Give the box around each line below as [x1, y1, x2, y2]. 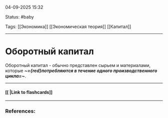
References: [5, 107, 36, 114]
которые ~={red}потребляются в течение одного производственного [5, 67, 157, 73]
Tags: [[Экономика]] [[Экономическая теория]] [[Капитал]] [5, 23, 131, 29]
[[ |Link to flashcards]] [5, 89, 52, 95]
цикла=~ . [5, 72, 26, 79]
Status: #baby [5, 14, 34, 19]
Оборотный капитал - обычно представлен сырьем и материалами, [5, 62, 151, 68]
